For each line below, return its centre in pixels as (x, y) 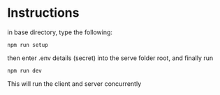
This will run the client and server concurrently (74, 83)
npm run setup (28, 45)
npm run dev (24, 71)
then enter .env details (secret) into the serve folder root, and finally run (110, 58)
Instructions (43, 13)
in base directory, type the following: (60, 32)
